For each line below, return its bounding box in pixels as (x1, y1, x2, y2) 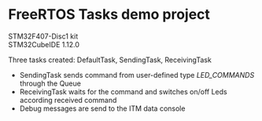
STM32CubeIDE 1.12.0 (8, 39, 80, 49)
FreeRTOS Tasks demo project (8, 5, 211, 24)
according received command (19, 95, 117, 104)
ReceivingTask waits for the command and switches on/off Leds (19, 86, 227, 96)
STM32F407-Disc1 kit (8, 31, 79, 41)
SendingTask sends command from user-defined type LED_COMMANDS (19, 70, 255, 79)
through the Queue (19, 79, 81, 88)
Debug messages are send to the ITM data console (19, 104, 186, 113)
